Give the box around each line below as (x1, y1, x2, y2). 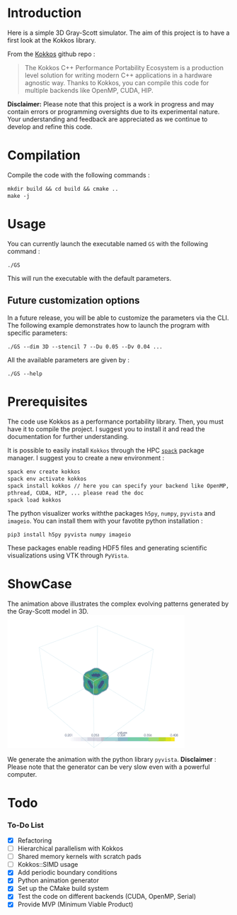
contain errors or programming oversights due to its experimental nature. (7, 107, 220, 116)
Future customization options (7, 294, 140, 306)
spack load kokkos (7, 497, 62, 504)
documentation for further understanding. (7, 432, 129, 440)
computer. (7, 770, 37, 778)
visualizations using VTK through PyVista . (7, 551, 129, 560)
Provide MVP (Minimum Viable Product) (17, 900, 134, 909)
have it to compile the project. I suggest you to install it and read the (7, 424, 205, 433)
